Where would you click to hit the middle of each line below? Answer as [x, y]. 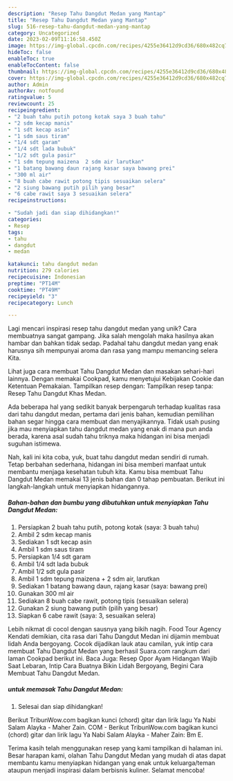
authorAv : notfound [36, 91]
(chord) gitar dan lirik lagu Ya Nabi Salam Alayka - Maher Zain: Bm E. [105, 735]
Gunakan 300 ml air [46, 594]
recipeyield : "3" [33, 296]
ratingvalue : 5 [30, 98]
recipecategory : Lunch [40, 303]
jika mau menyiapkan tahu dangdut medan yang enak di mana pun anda [110, 429]
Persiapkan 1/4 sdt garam [54, 557]
